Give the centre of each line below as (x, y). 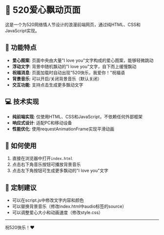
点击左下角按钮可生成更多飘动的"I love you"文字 (60, 171)
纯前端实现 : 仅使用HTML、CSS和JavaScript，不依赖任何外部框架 (77, 117)
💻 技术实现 (22, 102)
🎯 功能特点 (21, 48)
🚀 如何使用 (21, 146)
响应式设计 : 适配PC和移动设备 (42, 122)
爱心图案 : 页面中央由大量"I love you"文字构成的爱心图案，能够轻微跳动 (83, 60)
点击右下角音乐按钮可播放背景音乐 (46, 164)
